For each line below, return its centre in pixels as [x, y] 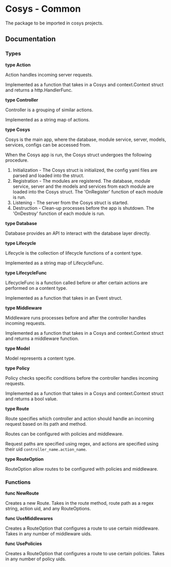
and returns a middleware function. [42, 338]
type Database [21, 223]
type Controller [22, 100]
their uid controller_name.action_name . [46, 449]
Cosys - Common [43, 9]
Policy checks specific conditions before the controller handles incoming [82, 378]
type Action [18, 65]
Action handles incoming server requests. [49, 75]
